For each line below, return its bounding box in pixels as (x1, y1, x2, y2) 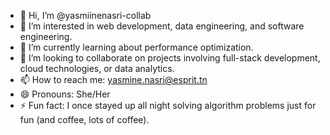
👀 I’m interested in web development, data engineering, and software (19, 20, 305, 32)
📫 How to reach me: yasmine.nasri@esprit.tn (19, 74, 208, 85)
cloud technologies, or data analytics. (19, 63, 175, 74)
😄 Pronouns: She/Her (19, 88, 111, 100)
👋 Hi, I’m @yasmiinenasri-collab (19, 10, 152, 21)
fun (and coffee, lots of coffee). (19, 114, 150, 125)
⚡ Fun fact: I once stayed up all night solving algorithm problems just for (19, 100, 317, 111)
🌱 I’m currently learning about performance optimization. (19, 41, 254, 53)
